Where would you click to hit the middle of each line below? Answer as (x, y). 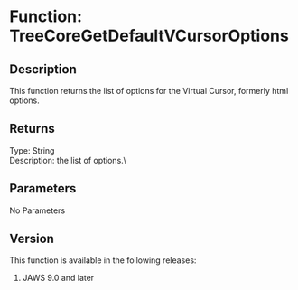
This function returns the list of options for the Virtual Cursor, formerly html (149, 91)
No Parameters (37, 210)
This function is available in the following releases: (103, 260)
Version (32, 239)
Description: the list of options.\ (68, 160)
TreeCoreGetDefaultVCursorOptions (149, 36)
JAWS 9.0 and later (58, 278)
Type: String (32, 150)
